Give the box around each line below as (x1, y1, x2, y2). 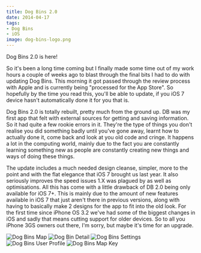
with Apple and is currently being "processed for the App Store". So (6, 84, 174, 91)
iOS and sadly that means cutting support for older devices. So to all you (6, 215, 186, 222)
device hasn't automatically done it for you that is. (6, 97, 130, 104)
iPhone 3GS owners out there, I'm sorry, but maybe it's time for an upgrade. (6, 222, 194, 228)
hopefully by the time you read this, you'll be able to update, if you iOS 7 (6, 91, 185, 97)
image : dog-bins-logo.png (6, 37, 71, 43)
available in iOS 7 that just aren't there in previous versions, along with (6, 196, 180, 203)
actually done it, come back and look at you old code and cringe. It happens (6, 134, 194, 141)
